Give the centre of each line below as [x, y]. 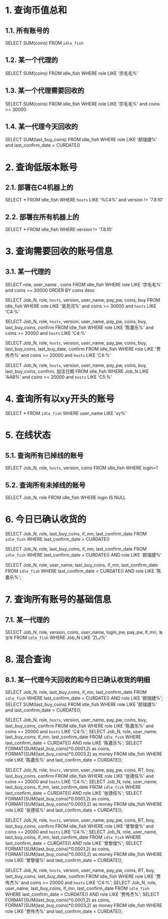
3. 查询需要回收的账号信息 [59, 252]
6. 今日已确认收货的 [46, 520]
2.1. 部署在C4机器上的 [39, 187]
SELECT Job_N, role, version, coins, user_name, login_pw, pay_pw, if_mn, [81, 632]
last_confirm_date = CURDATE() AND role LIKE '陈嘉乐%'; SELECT [74, 743]
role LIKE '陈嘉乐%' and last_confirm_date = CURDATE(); [64, 760]
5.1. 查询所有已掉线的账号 [45, 455]
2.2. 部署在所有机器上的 [42, 217]
